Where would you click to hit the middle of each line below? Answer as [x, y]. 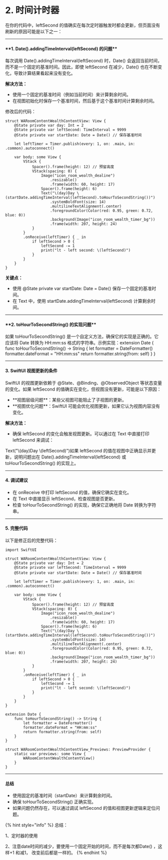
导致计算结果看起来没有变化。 [44, 73]
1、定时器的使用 [21, 836]
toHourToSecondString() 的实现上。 [42, 463]
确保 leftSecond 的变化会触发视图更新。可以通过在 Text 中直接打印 [81, 434]
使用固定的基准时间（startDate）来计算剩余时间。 [63, 796]
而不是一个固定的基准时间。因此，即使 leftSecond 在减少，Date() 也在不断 [81, 67]
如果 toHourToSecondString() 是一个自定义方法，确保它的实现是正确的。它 [82, 336]
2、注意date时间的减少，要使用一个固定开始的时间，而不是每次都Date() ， [82, 846]
